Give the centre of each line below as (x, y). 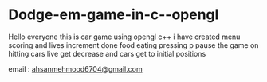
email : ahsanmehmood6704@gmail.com (75, 68)
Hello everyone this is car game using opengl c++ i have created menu (124, 37)
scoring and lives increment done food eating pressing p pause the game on (133, 45)
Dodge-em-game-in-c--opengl (114, 15)
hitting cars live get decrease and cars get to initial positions (107, 53)
